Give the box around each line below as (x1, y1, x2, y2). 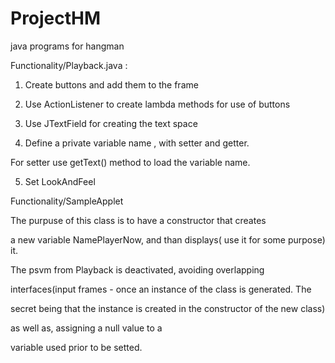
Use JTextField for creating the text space (24, 117, 198, 129)
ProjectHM (10, 7, 102, 30)
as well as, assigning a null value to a (10, 322, 163, 334)
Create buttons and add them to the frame (24, 78, 199, 91)
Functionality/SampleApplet (10, 195, 124, 207)
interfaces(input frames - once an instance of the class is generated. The (10, 283, 312, 295)
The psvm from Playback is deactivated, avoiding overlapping (10, 263, 265, 276)
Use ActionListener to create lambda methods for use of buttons (24, 98, 291, 110)
